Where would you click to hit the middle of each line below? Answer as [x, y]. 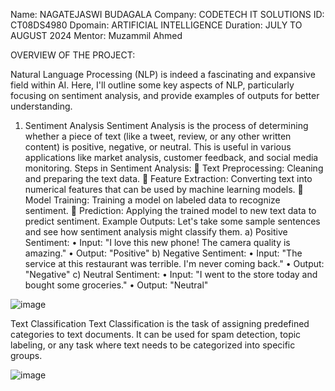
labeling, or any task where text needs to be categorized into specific [153, 345]
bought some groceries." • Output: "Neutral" [116, 285]
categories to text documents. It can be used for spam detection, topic [156, 334]
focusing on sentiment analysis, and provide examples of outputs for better [165, 95]
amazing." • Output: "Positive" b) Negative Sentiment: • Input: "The [163, 253]
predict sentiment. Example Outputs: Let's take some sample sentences [172, 221]
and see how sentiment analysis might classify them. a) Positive [156, 232]
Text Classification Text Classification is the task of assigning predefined [160, 323]
